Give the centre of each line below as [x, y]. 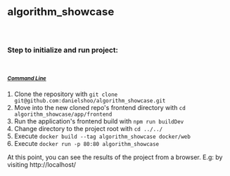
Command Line [27, 78]
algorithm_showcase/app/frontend [63, 115]
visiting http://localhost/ [41, 165]
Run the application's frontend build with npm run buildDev [99, 121]
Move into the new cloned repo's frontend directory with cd [100, 108]
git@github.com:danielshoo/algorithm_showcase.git [90, 101]
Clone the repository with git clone [66, 94]
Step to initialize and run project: [63, 50]
